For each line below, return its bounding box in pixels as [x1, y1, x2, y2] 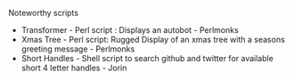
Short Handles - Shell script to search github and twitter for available [20, 53, 274, 63]
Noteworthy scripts [8, 8, 79, 18]
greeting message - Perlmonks [20, 44, 135, 54]
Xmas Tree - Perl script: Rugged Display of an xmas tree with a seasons [20, 35, 286, 44]
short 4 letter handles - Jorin [20, 62, 127, 73]
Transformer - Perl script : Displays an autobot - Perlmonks [20, 25, 240, 35]
